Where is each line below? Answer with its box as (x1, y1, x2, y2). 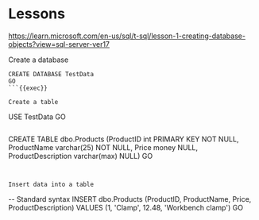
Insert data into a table (8, 180, 94, 188)
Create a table (8, 98, 59, 106)
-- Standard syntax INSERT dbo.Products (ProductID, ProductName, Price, (8, 194, 252, 203)
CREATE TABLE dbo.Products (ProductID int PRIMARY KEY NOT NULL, (8, 134, 239, 144)
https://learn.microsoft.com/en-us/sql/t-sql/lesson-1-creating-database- (8, 31, 246, 41)
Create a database (8, 55, 69, 64)
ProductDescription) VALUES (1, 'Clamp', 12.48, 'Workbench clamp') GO (8, 203, 244, 212)
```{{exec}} (8, 84, 48, 92)
